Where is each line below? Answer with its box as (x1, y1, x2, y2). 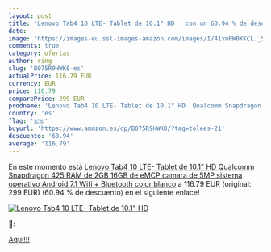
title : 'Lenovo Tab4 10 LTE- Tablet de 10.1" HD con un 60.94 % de (8, 19, 248, 27)
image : (8, 34, 31, 43)
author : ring (8, 57, 52, 65)
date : (8, 27, 27, 35)
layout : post (8, 11, 52, 20)
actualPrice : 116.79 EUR (8, 72, 92, 80)
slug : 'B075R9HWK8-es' (8, 65, 85, 73)
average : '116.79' (8, 139, 70, 148)
